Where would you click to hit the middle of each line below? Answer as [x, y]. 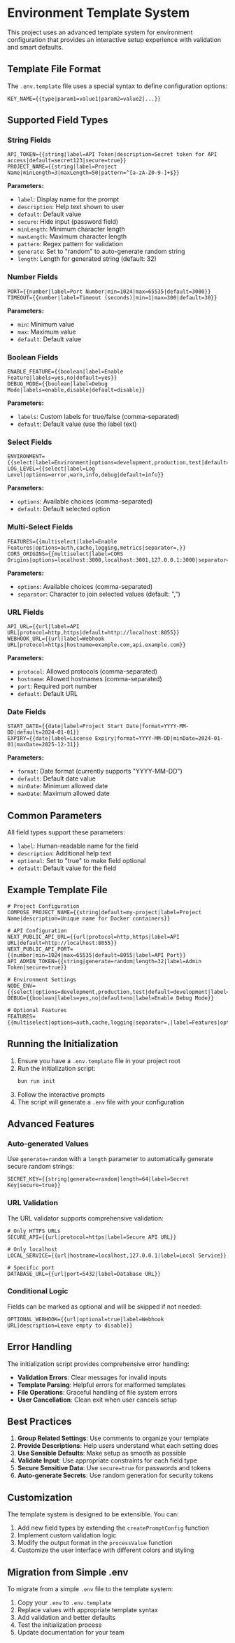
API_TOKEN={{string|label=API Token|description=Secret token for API [112, 155]
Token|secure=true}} [37, 967]
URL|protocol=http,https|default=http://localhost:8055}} [93, 632]
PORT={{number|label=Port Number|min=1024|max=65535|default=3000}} [109, 292]
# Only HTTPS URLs [34, 1231]
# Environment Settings [42, 980]
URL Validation [33, 1203]
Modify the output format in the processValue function [95, 1543]
